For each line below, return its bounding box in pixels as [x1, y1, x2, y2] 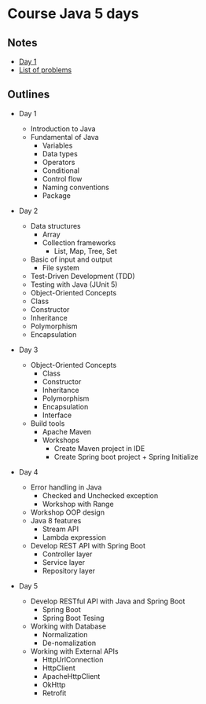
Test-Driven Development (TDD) [30, 271, 135, 280]
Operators [42, 157, 75, 167]
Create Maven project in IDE [53, 443, 145, 453]
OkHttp [42, 680, 66, 689]
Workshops [42, 435, 80, 445]
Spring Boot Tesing [42, 613, 105, 622]
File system [42, 262, 80, 272]
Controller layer [42, 549, 93, 559]
